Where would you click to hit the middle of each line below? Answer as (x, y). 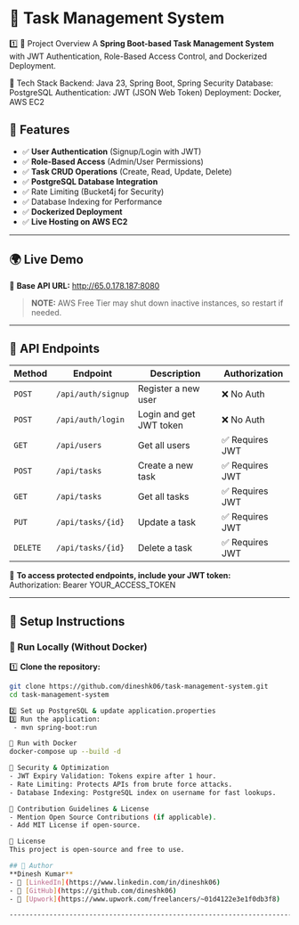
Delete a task (165, 548)
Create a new (166, 465)
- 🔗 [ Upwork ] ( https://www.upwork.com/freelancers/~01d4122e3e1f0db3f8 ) (145, 899)
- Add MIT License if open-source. (75, 825)
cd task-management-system (59, 694)
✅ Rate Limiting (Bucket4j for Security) (93, 192)
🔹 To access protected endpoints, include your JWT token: (120, 576)
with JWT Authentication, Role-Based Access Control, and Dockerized (138, 56)
